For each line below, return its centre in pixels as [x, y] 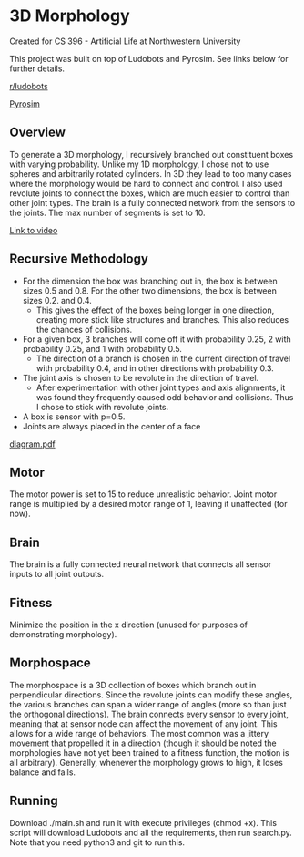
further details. [37, 68]
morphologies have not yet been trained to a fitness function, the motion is [149, 752]
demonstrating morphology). [63, 634]
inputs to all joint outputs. [57, 574]
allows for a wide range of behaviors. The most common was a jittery [139, 733]
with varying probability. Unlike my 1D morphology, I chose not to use [139, 164]
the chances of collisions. [84, 329]
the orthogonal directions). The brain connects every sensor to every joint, [149, 714]
